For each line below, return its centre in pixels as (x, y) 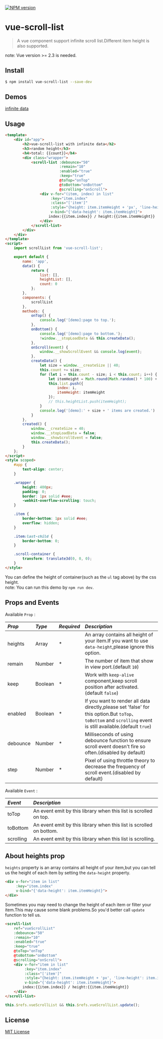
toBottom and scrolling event (119, 720)
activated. (128, 687)
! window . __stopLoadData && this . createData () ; (88, 338)
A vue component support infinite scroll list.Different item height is (83, 40)
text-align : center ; (43, 469)
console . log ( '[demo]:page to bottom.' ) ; (81, 334)
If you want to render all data (117, 701)
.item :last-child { (33, 536)
